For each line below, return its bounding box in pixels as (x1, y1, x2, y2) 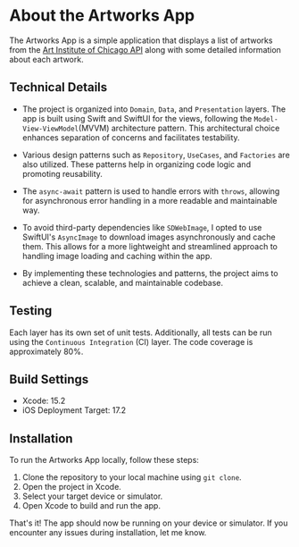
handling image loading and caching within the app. (21, 250, 212, 261)
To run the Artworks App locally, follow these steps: (9, 455, 199, 466)
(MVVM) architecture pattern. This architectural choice (79, 122, 280, 133)
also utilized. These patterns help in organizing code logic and (21, 158, 252, 170)
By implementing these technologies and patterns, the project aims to (21, 267, 278, 278)
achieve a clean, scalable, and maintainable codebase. (21, 277, 224, 288)
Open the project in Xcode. (21, 482, 122, 492)
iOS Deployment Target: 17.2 (21, 405, 127, 416)
